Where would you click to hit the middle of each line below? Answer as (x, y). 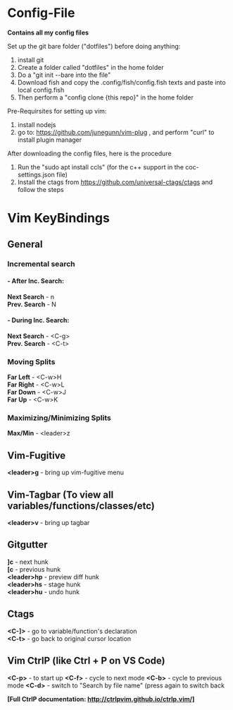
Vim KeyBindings (59, 218)
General (25, 244)
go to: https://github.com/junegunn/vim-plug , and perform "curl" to (116, 132)
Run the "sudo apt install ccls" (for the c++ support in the (101, 167)
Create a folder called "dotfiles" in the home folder (90, 67)
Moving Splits (31, 361)
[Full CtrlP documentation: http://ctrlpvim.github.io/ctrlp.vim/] (101, 699)
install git (31, 60)
